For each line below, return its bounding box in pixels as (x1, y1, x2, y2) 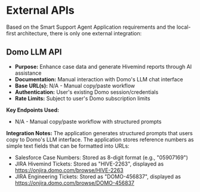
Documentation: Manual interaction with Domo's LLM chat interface (14, 75, 183, 83)
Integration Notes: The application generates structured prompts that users (6, 129, 193, 136)
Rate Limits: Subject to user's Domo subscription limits (14, 95, 150, 102)
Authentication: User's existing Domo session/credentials (14, 88, 159, 96)
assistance (14, 69, 42, 77)
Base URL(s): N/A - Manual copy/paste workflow (14, 82, 136, 89)
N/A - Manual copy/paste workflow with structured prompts (14, 118, 162, 125)
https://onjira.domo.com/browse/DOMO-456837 (14, 179, 134, 186)
